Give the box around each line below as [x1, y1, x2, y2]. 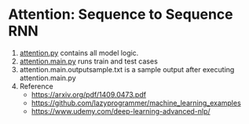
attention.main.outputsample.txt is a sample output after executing [19, 64, 235, 74]
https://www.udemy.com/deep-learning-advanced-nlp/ [31, 106, 211, 115]
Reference [19, 81, 53, 91]
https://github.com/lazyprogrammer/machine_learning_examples [31, 98, 241, 108]
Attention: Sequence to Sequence [8, 5, 233, 24]
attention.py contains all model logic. [19, 48, 139, 57]
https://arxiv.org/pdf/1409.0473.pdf [31, 89, 147, 99]
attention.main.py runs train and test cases [19, 57, 159, 66]
